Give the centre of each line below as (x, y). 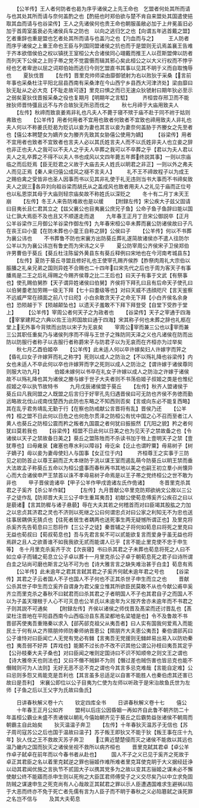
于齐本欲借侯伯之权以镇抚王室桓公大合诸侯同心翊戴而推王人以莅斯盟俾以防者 (99, 53)
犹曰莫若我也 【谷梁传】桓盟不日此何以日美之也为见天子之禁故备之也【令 (99, 431)
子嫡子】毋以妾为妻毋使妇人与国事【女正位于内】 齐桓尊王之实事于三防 (98, 453)
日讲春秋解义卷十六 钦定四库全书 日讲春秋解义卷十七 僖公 (102, 703)
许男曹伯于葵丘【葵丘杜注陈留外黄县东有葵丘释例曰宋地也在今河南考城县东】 (99, 253)
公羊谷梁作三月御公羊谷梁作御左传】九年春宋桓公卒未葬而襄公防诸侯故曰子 (97, 223)
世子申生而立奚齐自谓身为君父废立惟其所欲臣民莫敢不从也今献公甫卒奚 (107, 586)
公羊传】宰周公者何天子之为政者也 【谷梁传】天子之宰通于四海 (110, 312)
